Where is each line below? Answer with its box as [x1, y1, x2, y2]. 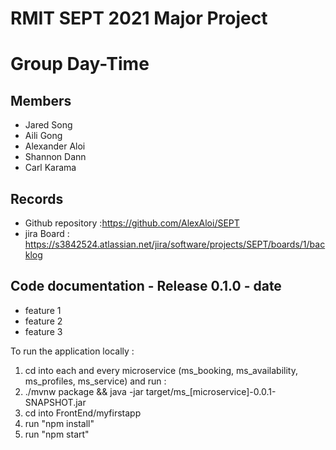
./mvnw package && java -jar [24, 385, 144, 397]
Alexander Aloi [24, 140, 86, 152]
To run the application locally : [10, 345, 135, 357]
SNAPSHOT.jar [24, 396, 87, 408]
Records [10, 190, 64, 207]
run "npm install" [24, 417, 95, 429]
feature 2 [24, 315, 63, 327]
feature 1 [24, 304, 62, 316]
